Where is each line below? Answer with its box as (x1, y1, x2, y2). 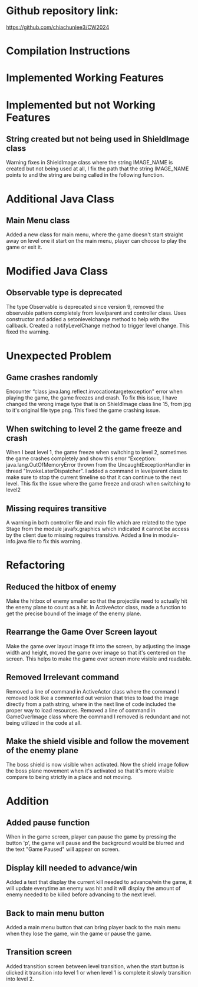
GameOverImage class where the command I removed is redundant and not (6, 713, 190, 720)
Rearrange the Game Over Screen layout (6, 627, 157, 637)
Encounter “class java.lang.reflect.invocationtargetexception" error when (6, 388, 183, 395)
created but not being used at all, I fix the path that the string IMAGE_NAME (6, 165, 189, 172)
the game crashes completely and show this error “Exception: (6, 455, 156, 462)
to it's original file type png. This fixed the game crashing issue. (6, 407, 160, 414)
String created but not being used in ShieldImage (6, 134, 190, 144)
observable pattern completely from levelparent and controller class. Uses (6, 309, 187, 316)
